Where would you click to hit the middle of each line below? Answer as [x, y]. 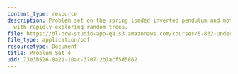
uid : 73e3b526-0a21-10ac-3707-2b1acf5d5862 [73, 60]
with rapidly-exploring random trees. [71, 27]
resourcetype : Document [42, 47]
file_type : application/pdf [49, 40]
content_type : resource [42, 14]
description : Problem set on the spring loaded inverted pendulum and [114, 20]
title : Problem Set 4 [39, 54]
